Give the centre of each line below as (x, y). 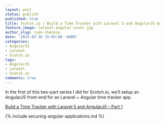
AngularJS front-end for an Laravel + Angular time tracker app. (69, 97)
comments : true (21, 78)
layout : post (18, 10)
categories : (17, 42)
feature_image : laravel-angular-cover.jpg (49, 28)
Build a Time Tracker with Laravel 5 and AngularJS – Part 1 (64, 106)
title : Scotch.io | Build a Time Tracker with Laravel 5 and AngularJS (80, 23)
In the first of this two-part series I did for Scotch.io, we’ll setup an (72, 92)
